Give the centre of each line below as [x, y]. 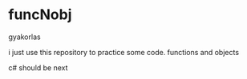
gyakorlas [25, 37]
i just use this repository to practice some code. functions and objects [123, 52]
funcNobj [40, 15]
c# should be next [38, 67]
